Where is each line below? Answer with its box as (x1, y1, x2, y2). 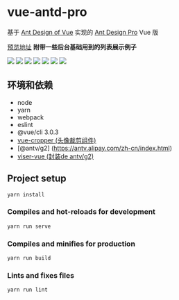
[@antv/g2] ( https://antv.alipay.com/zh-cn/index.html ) (17, 144, 172, 152)
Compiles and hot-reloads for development (7, 207, 156, 217)
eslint (17, 120, 33, 128)
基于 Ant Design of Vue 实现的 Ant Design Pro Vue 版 (7, 28, 159, 36)
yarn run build (7, 255, 51, 262)
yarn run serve (7, 223, 51, 230)
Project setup (7, 173, 67, 185)
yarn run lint (7, 286, 49, 294)
